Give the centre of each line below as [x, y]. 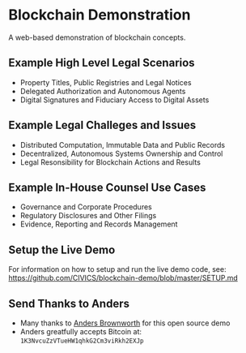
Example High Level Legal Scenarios [102, 63]
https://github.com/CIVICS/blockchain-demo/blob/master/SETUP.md [123, 278]
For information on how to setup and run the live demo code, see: [117, 269]
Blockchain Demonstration [100, 15]
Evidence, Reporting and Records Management [99, 224]
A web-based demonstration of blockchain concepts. [97, 37]
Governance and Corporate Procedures [86, 207]
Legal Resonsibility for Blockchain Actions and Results [110, 162]
